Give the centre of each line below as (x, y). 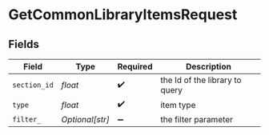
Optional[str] (85, 119)
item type (178, 105)
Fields (24, 44)
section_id (33, 85)
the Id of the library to (201, 80)
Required (135, 67)
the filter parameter (197, 119)
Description (209, 67)
